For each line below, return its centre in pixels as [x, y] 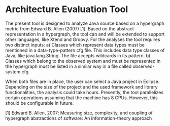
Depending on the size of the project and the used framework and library [82, 87]
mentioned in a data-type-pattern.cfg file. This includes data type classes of [85, 50]
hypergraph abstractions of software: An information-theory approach [79, 118]
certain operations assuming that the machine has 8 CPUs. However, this [82, 98]
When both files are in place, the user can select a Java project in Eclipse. [82, 81]
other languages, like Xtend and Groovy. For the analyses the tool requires [83, 39]
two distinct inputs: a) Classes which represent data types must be [75, 45]
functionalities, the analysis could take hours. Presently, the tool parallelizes [84, 92]
